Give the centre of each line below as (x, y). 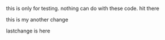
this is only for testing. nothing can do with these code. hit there (82, 8)
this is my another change (37, 19)
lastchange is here (28, 31)
